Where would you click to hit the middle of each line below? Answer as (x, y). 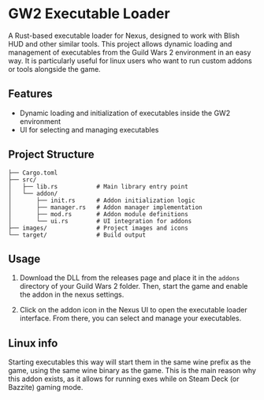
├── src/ (22, 179)
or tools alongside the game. (54, 69)
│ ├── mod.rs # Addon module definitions (99, 214)
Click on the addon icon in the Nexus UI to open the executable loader (133, 310)
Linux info (33, 343)
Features (30, 94)
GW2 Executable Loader (89, 14)
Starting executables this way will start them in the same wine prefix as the (130, 362)
